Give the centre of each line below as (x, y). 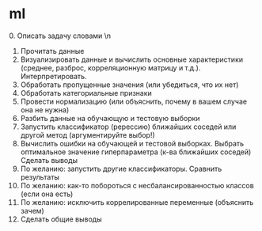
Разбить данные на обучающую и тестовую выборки (110, 118)
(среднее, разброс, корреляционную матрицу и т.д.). (110, 67)
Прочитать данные (52, 51)
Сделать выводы (49, 160)
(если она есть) (47, 194)
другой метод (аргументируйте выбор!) (87, 134)
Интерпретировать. (53, 76)
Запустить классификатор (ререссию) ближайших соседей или (128, 127)
